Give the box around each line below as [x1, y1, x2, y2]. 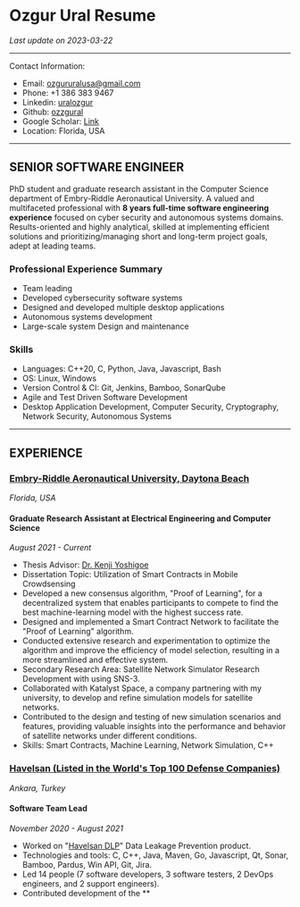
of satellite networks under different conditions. [21, 730, 197, 742]
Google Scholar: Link [21, 115, 100, 126]
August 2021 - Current [9, 542, 92, 553]
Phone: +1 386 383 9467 [21, 87, 114, 98]
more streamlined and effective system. [21, 654, 169, 666]
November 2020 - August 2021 [9, 823, 123, 834]
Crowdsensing [21, 578, 76, 590]
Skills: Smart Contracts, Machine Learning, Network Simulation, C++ [21, 740, 274, 751]
